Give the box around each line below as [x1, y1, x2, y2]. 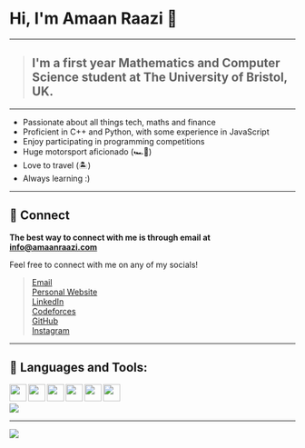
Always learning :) [22, 173, 91, 184]
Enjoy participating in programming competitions [22, 135, 205, 146]
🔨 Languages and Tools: [9, 359, 148, 375]
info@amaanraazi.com [9, 241, 98, 253]
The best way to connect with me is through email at [9, 232, 211, 243]
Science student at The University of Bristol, [31, 70, 288, 85]
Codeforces [31, 305, 76, 316]
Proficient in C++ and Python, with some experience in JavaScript [22, 126, 270, 137]
